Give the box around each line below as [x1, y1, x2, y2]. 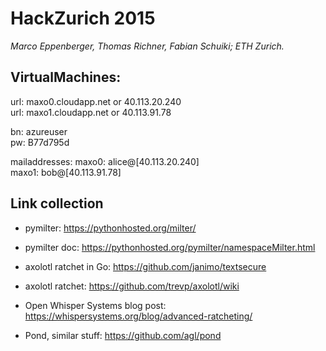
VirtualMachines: [10, 69, 122, 86]
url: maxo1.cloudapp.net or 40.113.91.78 [10, 106, 172, 118]
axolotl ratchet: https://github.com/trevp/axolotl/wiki [24, 280, 240, 292]
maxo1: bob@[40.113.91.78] [10, 166, 122, 178]
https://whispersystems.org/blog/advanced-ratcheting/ [24, 310, 253, 322]
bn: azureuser [10, 125, 68, 137]
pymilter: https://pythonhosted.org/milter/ [24, 222, 197, 234]
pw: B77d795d [10, 136, 70, 148]
